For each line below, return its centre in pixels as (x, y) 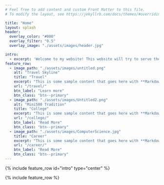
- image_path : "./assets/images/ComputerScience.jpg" (65, 132)
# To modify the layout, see (35, 14)
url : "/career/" (31, 145)
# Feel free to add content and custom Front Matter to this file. (75, 10)
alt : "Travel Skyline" (37, 73)
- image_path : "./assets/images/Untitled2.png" (59, 100)
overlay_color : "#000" (32, 37)
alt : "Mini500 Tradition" (40, 104)
